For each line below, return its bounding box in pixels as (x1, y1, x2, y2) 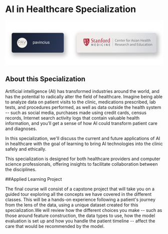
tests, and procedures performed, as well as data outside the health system (5, 104, 161, 110)
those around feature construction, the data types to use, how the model (5, 212, 155, 218)
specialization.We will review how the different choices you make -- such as (5, 207, 162, 213)
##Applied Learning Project (5, 176, 62, 182)
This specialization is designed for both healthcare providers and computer (5, 156, 160, 162)
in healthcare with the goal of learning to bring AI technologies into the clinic (5, 141, 163, 147)
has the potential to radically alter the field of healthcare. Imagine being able (5, 93, 163, 99)
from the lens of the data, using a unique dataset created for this (5, 202, 139, 208)
